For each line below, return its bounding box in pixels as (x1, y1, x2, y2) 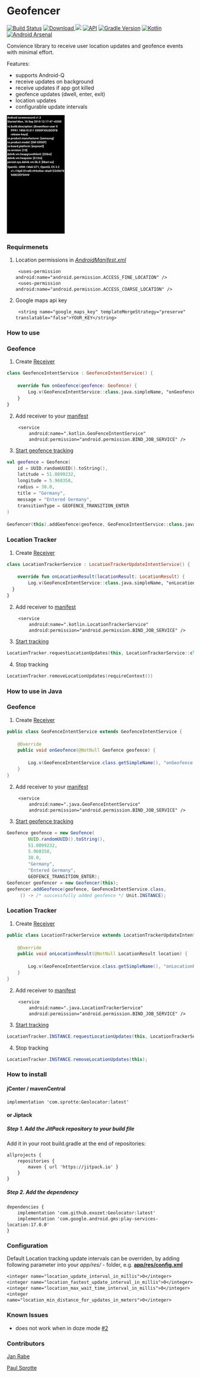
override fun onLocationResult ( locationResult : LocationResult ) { (17, 574, 185, 580)
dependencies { (7, 1204, 45, 1210)
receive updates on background (15, 78, 94, 85)
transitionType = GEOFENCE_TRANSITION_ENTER (17, 503, 129, 508)
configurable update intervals (15, 103, 88, 110)
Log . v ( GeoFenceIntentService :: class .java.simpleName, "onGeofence (28, 389, 196, 395)
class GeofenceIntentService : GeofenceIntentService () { (7, 370, 153, 376)
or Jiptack (7, 1111, 33, 1119)
